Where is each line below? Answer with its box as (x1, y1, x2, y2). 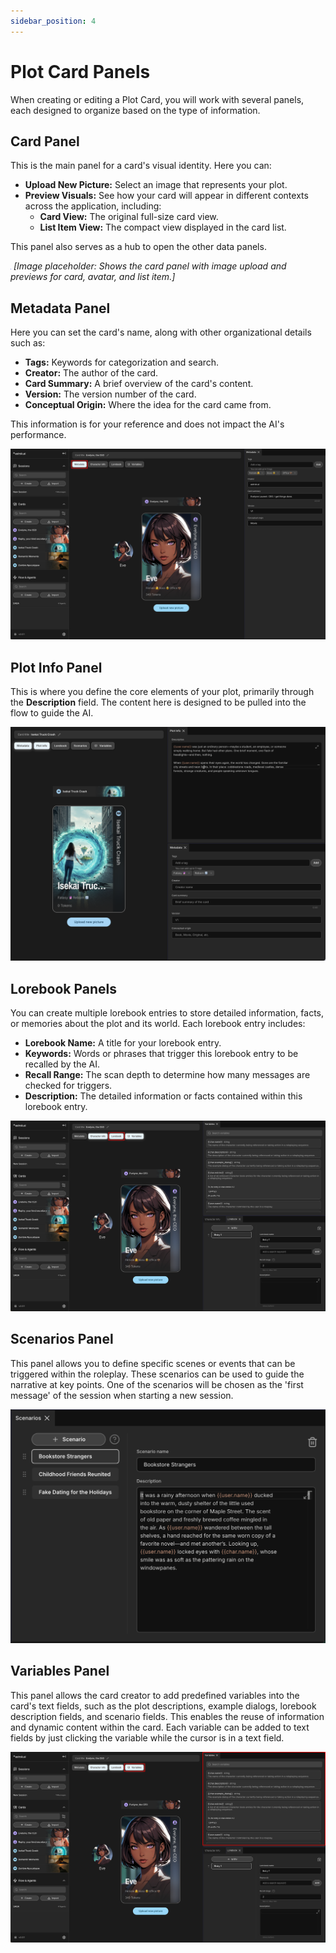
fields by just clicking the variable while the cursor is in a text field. (10, 1731, 285, 1744)
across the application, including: (24, 200, 162, 212)
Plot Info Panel (10, 659, 103, 676)
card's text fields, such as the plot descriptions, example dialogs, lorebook (10, 1700, 317, 1712)
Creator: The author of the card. (24, 367, 159, 379)
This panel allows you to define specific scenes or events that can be (10, 1357, 296, 1369)
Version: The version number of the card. (24, 388, 197, 400)
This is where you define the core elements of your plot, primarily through (10, 686, 315, 698)
